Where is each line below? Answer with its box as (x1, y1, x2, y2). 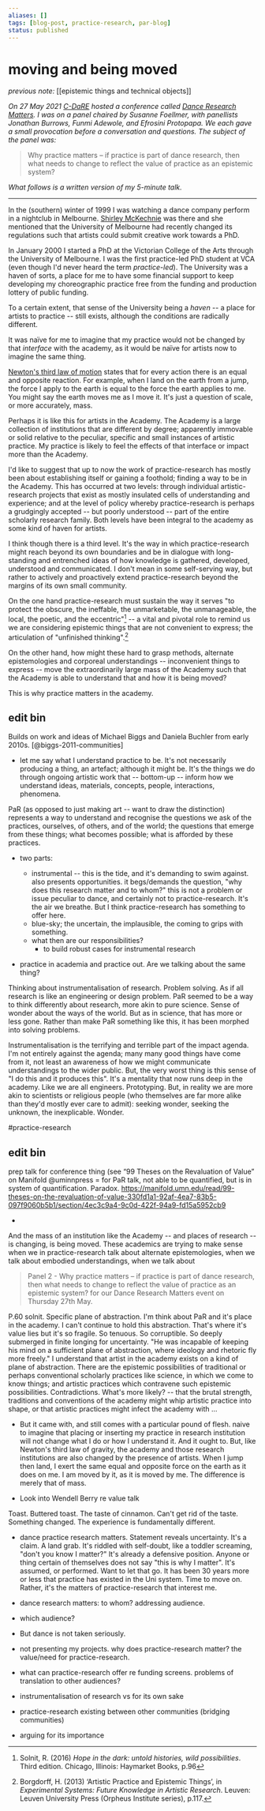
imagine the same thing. (8, 352, 87, 362)
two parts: (19, 854, 54, 863)
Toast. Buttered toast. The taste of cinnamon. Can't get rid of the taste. (8, 1509, 239, 1519)
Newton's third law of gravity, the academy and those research (19, 1445, 225, 1454)
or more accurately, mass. (8, 400, 93, 411)
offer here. (31, 911, 66, 920)
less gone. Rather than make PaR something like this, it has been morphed (8, 1016, 250, 1027)
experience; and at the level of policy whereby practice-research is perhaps (8, 498, 255, 508)
